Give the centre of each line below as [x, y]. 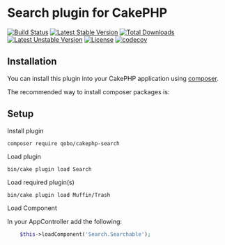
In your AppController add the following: [65, 221]
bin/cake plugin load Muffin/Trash [59, 195]
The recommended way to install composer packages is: [88, 91]
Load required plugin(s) [41, 182]
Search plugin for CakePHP [87, 13]
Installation [32, 62]
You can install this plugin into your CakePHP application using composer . [113, 78]
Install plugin [25, 131]
